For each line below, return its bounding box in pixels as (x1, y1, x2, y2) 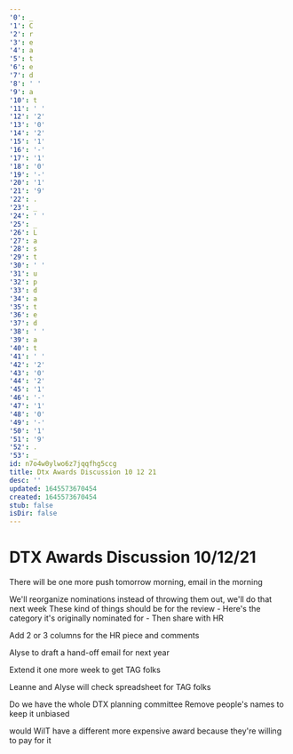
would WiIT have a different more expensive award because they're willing (9, 726, 282, 736)
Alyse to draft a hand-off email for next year (9, 647, 170, 658)
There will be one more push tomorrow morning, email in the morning (9, 577, 264, 588)
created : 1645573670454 (9, 493, 98, 501)
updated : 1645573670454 (9, 484, 98, 493)
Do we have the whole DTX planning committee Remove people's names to (9, 699, 284, 710)
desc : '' (9, 476, 42, 485)
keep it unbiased (9, 709, 70, 719)
